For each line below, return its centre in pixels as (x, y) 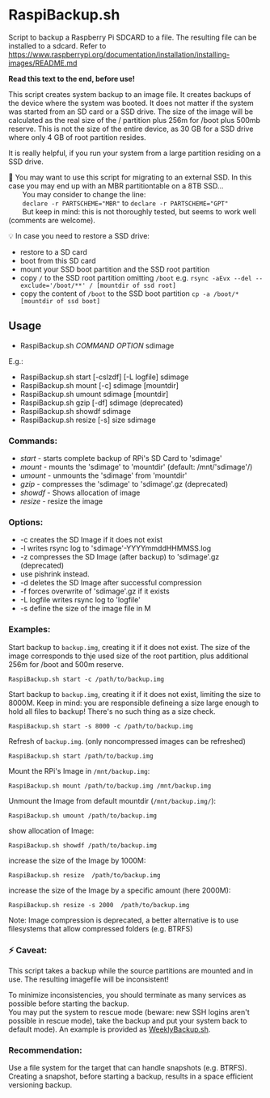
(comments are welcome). (52, 220)
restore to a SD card (53, 251)
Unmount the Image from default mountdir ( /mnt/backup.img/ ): (112, 800)
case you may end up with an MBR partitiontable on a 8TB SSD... (116, 186)
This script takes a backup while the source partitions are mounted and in (131, 970)
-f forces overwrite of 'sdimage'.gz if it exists (95, 591)
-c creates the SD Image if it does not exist (91, 540)
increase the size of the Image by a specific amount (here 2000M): (120, 890)
